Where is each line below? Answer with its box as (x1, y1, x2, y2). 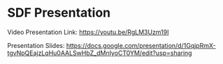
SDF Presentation (7, 5, 111, 21)
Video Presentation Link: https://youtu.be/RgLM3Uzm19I (7, 28, 169, 36)
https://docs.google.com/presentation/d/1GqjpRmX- (66, 41, 216, 49)
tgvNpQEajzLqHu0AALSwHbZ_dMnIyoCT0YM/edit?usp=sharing (7, 49, 192, 57)
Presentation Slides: (7, 41, 65, 49)
